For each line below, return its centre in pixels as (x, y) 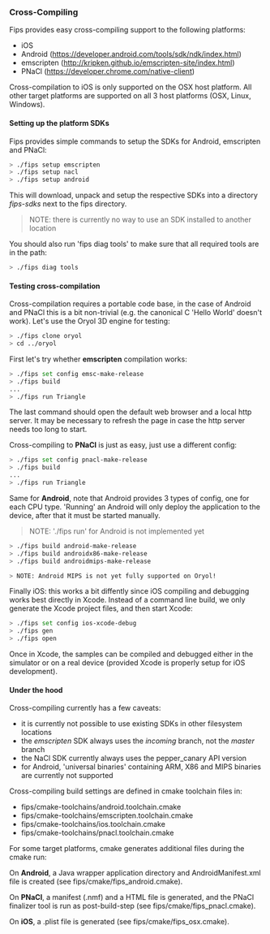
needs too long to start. (48, 430)
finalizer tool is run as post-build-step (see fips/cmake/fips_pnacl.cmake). (133, 906)
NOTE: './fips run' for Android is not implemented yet (117, 531)
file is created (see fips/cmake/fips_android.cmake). (96, 882)
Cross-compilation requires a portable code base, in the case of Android (130, 304)
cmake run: (28, 857)
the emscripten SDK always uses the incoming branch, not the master (137, 741)
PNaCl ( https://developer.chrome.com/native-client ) (108, 71)
